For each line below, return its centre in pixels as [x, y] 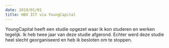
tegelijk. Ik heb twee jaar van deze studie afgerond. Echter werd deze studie [84, 34]
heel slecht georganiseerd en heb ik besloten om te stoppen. [69, 40]
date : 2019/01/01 [24, 10]
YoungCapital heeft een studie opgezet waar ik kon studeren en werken [80, 29]
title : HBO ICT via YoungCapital [41, 15]
